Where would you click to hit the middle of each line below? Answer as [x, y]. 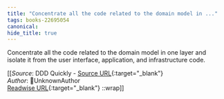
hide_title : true [32, 33]
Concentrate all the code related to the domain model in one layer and [106, 53]
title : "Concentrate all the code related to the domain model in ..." [112, 13]
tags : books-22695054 [38, 20]
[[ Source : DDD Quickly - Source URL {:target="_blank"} [85, 73]
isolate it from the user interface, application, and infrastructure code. [106, 60]
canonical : [23, 26]
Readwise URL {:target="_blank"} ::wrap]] [66, 88]
